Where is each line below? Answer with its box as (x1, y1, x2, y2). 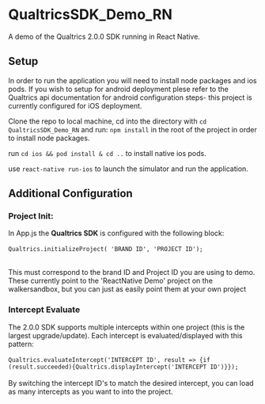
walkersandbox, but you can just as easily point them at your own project (8, 284, 247, 294)
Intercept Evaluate (8, 304, 81, 315)
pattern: (8, 339, 34, 349)
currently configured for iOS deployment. (8, 101, 142, 110)
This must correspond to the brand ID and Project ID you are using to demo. (8, 268, 256, 277)
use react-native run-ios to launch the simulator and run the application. (8, 164, 249, 173)
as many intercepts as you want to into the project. (8, 387, 173, 396)
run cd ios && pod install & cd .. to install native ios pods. (8, 148, 207, 158)
